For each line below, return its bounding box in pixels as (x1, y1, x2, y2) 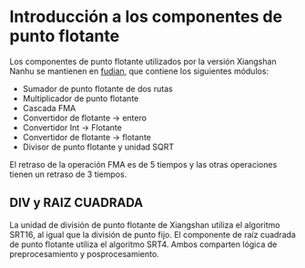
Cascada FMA (22, 102, 76, 113)
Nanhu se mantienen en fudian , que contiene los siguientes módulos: (9, 66, 269, 77)
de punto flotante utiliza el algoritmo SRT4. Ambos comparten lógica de (9, 239, 278, 250)
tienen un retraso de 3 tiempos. (9, 169, 127, 180)
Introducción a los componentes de (9, 6, 283, 27)
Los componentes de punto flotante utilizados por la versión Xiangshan (9, 56, 277, 67)
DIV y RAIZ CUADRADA (9, 195, 144, 211)
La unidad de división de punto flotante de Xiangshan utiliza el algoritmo (9, 219, 280, 230)
